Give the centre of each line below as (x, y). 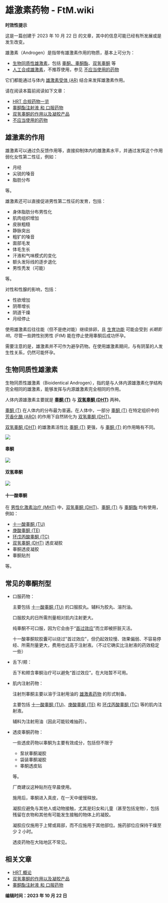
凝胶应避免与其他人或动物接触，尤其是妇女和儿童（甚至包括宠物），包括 (86, 808)
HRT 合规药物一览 (31, 101)
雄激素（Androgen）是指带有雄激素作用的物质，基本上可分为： (70, 53)
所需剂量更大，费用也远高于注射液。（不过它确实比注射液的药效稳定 (90, 645)
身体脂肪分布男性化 (32, 212)
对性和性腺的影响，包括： (31, 289)
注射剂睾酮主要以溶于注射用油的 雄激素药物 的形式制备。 (70, 694)
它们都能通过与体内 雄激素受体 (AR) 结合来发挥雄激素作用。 (66, 80)
